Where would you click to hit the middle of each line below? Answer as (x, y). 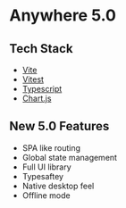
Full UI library (46, 167)
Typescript (42, 89)
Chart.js (37, 98)
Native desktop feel (58, 186)
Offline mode (46, 195)
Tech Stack (41, 49)
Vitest (33, 79)
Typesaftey (43, 176)
